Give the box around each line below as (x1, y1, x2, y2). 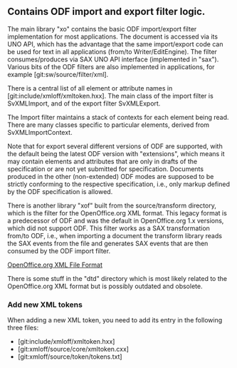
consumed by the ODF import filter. (7, 246, 111, 255)
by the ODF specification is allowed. (7, 187, 113, 195)
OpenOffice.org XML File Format (7, 260, 103, 269)
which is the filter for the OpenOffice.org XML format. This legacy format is (7, 208, 228, 217)
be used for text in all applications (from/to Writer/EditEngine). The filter (7, 47, 217, 56)
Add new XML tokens (7, 300, 83, 310)
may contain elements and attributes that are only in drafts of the (7, 157, 198, 165)
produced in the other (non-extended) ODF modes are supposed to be (7, 172, 214, 180)
